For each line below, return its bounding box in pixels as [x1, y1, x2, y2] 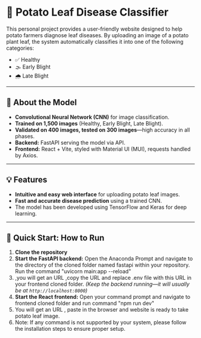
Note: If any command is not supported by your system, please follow [14, 319, 187, 326]
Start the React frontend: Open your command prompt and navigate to [14, 294, 190, 301]
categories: [6, 44, 34, 52]
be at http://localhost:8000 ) [14, 287, 88, 294]
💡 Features [6, 175, 48, 185]
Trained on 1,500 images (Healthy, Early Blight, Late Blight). [14, 119, 163, 127]
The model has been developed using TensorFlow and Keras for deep [14, 204, 187, 211]
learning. [14, 210, 37, 217]
